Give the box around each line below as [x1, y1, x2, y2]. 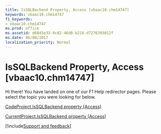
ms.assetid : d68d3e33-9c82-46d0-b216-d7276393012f [5, 30, 114, 35]
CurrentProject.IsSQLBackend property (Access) [5, 113, 107, 119]
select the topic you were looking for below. [5, 93, 96, 100]
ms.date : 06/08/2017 [5, 35, 49, 40]
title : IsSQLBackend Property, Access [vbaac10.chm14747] [5, 7, 129, 12]
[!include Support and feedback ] [5, 123, 71, 129]
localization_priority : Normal [5, 40, 71, 45]
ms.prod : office [5, 26, 39, 31]
